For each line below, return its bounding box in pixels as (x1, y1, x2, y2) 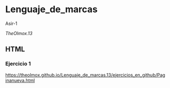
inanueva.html (5, 77, 35, 83)
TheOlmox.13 (5, 30, 33, 36)
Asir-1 (5, 20, 18, 26)
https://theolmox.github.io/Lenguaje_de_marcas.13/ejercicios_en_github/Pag (5, 72, 165, 78)
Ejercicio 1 (5, 60, 31, 67)
